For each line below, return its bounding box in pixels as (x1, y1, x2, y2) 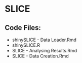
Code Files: (5, 23, 42, 32)
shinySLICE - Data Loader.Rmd (12, 37, 77, 43)
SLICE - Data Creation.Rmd (12, 53, 69, 59)
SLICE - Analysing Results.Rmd (12, 48, 77, 53)
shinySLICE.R (12, 42, 40, 48)
